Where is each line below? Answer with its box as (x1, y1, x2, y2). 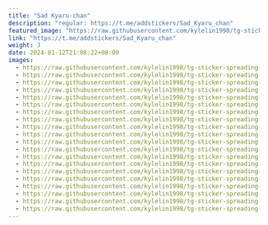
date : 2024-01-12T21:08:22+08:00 (8, 49, 120, 57)
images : (8, 57, 34, 65)
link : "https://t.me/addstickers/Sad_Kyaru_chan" (8, 34, 177, 42)
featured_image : (8, 26, 62, 34)
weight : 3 (8, 41, 41, 49)
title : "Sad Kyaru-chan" (8, 11, 91, 20)
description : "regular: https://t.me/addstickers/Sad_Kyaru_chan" (8, 19, 234, 27)
